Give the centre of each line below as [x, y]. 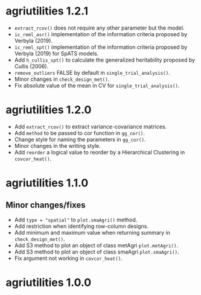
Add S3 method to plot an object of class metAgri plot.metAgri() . [96, 245]
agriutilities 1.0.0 [49, 283]
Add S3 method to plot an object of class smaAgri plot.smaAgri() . [97, 252]
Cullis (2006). [31, 66]
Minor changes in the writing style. [57, 145]
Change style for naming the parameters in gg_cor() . [80, 139]
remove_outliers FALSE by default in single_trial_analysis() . [92, 72]
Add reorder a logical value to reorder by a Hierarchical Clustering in [100, 152]
